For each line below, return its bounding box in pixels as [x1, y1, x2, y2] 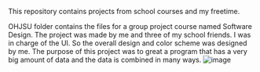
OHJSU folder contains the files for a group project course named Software [8, 22, 253, 31]
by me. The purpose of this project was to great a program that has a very [8, 47, 247, 56]
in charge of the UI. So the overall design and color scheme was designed [8, 38, 247, 48]
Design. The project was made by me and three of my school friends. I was [8, 31, 251, 39]
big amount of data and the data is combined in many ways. [8, 55, 202, 64]
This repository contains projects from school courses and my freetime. [8, 7, 240, 16]
